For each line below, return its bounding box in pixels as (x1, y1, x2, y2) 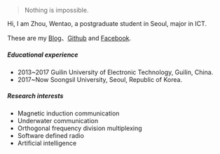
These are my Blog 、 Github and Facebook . (7, 34, 132, 42)
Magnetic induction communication (17, 108, 120, 118)
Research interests (7, 91, 64, 100)
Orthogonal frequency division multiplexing (17, 124, 142, 132)
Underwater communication (17, 116, 99, 125)
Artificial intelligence (17, 139, 77, 147)
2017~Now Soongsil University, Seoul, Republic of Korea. (17, 75, 183, 83)
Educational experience (7, 50, 78, 59)
